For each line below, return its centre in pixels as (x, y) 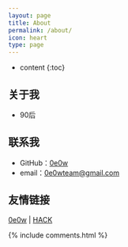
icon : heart (28, 38)
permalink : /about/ (40, 30)
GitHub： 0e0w (44, 162)
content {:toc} (42, 67)
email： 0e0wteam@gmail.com (70, 173)
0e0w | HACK (30, 219)
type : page (26, 45)
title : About (30, 23)
